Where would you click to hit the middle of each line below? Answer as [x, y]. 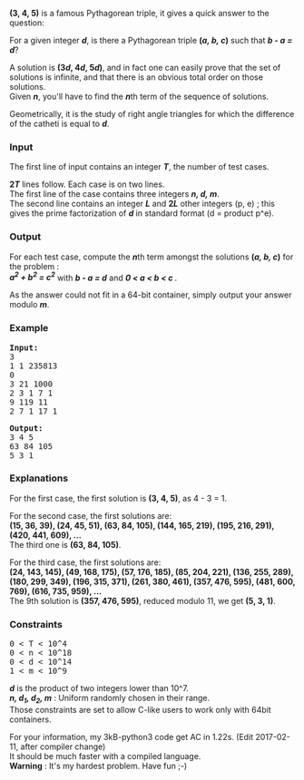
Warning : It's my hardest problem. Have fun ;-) [98, 765]
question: [27, 23]
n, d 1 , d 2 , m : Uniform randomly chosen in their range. [110, 699]
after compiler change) [63, 746]
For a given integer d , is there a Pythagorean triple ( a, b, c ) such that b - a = [151, 40]
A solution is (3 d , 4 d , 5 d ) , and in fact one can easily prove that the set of [145, 68]
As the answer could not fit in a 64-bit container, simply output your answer [151, 295]
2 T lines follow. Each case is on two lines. [87, 184]
